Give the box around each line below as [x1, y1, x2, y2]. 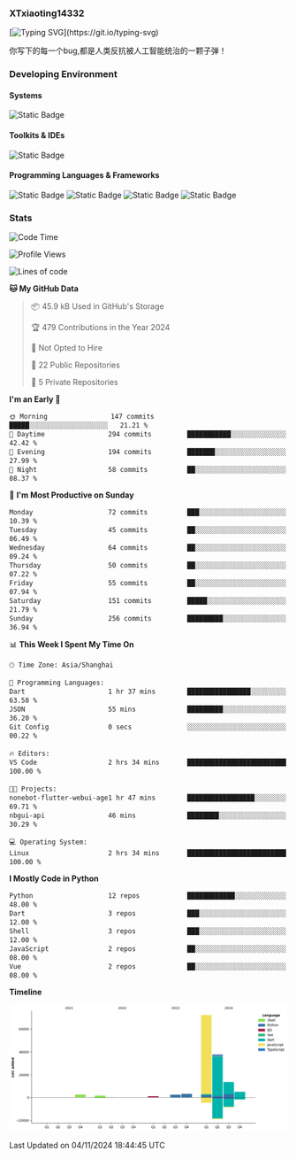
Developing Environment [9, 68, 118, 81]
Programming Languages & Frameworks [9, 170, 160, 181]
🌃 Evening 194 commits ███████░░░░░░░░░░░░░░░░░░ [9, 448, 287, 457]
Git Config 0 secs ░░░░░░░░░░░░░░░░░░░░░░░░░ [9, 722, 287, 732]
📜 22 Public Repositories [30, 359, 121, 370]
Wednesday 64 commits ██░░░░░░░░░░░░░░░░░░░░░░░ [9, 544, 287, 552]
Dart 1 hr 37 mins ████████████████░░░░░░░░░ [9, 687, 287, 697]
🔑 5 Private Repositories [30, 377, 119, 388]
